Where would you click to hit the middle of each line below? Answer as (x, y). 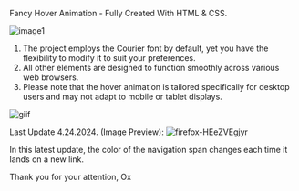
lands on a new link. (47, 159)
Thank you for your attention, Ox (71, 177)
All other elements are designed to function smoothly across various (151, 68)
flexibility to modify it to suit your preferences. (109, 58)
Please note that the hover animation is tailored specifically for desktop (156, 87)
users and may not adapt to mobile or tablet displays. (123, 96)
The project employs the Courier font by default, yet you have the (145, 48)
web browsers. (51, 77)
